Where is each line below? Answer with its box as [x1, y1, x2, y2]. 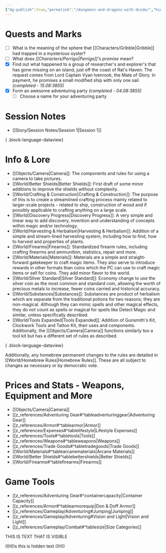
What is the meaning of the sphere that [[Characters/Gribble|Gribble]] [12, 45, 155, 51]
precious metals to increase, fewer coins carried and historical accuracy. [12, 286, 161, 292]
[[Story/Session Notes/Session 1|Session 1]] [12, 127, 102, 133]
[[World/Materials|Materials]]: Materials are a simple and [12, 254, 127, 260]
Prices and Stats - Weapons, [5, 379, 124, 391]
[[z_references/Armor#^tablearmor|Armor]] [12, 422, 101, 428]
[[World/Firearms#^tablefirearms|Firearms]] [12, 459, 102, 465]
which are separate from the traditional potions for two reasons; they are [12, 296, 161, 302]
